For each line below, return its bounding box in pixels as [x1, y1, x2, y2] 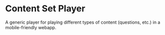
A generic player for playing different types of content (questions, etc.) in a [5, 19, 160, 25]
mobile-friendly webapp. [5, 24, 56, 30]
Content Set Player [5, 3, 86, 14]
